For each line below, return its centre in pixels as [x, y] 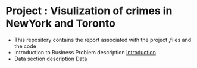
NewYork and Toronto [60, 23]
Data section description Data [51, 59]
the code [25, 46]
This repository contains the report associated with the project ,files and [103, 40]
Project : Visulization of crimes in [89, 11]
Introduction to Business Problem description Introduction [85, 52]
